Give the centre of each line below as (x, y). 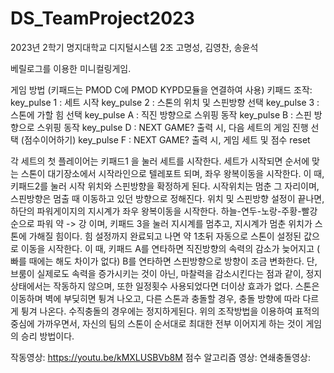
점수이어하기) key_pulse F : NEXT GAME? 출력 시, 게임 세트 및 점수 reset (167, 139)
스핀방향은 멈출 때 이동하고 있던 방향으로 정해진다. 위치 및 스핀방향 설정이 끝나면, (167, 198)
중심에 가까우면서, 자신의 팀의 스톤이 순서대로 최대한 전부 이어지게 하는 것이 (157, 323)
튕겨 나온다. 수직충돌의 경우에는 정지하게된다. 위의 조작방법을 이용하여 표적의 (170, 311)
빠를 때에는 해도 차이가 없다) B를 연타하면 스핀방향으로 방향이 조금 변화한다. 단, (164, 261)
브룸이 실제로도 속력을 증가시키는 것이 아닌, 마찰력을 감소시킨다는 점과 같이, (157, 273)
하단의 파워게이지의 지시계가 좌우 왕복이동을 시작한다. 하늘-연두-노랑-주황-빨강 (164, 211)
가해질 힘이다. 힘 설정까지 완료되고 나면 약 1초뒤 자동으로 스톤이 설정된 (165, 236)
